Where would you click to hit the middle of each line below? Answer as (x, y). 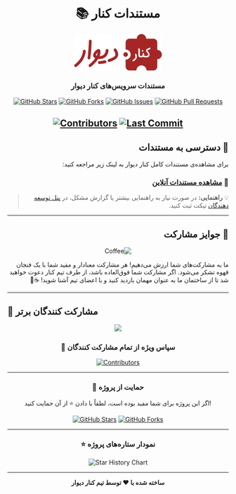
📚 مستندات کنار (118, 14)
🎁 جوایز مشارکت (196, 234)
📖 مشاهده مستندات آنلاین (190, 182)
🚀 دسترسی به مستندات (183, 147)
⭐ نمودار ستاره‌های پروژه (118, 444)
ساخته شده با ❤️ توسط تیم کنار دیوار (118, 482)
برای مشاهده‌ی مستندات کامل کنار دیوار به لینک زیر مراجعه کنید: (145, 164)
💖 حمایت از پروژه (118, 387)
